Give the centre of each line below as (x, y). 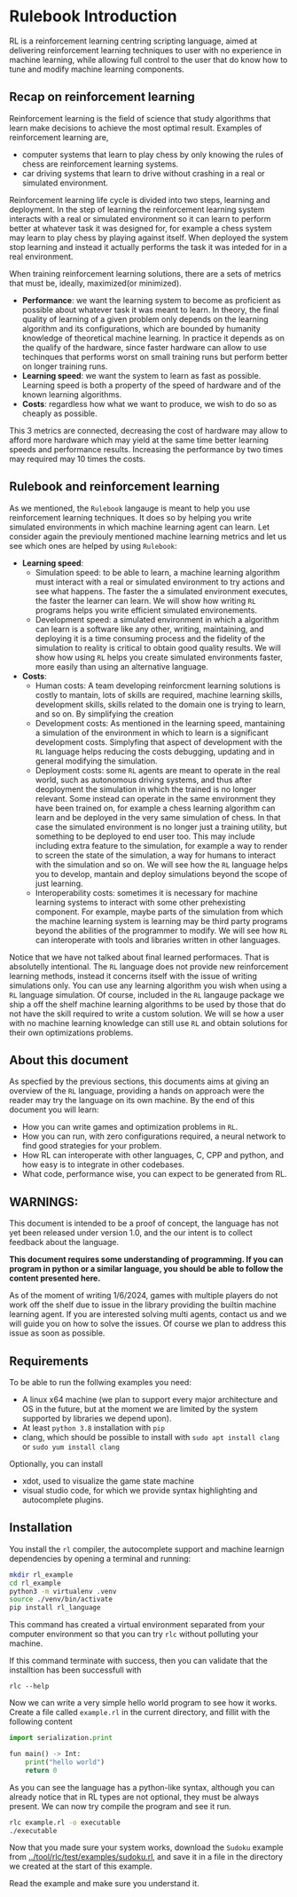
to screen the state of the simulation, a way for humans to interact (156, 855)
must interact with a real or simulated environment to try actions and (160, 582)
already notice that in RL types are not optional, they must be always (134, 1797)
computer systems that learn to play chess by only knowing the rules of (152, 154)
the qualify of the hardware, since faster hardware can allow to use (145, 347)
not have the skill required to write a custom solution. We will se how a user (147, 1014)
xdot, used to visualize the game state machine (108, 1481)
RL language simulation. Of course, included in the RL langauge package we (147, 994)
